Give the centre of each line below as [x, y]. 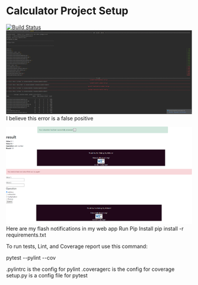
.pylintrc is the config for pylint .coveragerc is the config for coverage [90, 269]
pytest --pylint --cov [31, 257]
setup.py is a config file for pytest [47, 275]
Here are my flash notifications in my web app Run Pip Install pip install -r [95, 228]
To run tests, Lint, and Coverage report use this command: [77, 246]
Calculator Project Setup [67, 11]
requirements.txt [26, 235]
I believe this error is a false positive [50, 118]
